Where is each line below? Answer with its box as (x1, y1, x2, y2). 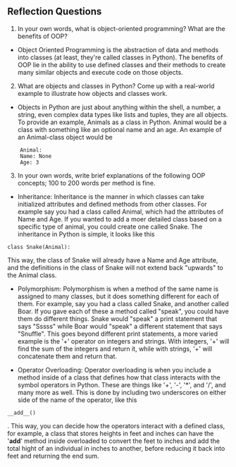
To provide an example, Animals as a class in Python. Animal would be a (17, 118, 227, 126)
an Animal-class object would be (17, 133, 113, 141)
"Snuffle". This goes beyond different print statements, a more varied (17, 329, 218, 338)
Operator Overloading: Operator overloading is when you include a (17, 365, 211, 374)
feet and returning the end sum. (7, 451, 100, 460)
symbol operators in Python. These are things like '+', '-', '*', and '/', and (17, 380, 227, 389)
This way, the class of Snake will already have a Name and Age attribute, (7, 255, 218, 264)
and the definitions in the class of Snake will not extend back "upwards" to (7, 263, 223, 272)
